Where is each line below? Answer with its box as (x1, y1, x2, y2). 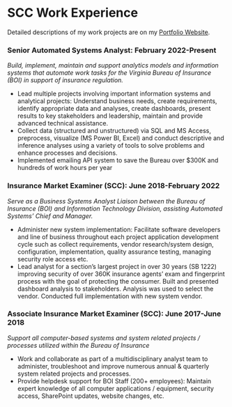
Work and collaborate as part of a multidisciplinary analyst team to (17, 354, 208, 363)
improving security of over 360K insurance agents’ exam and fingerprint (17, 270, 225, 278)
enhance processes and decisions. (17, 148, 118, 158)
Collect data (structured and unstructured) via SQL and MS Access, (17, 127, 211, 135)
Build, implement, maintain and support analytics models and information (7, 61, 219, 70)
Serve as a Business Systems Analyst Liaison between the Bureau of (7, 197, 206, 205)
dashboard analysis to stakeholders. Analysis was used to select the (17, 284, 214, 293)
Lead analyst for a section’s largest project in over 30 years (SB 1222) (17, 262, 217, 270)
